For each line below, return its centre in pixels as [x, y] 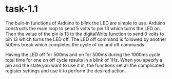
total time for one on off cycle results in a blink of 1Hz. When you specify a [84, 60]
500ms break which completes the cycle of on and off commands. [75, 44]
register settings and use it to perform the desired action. [66, 71]
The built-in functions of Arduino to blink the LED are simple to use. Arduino [85, 23]
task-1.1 [22, 9]
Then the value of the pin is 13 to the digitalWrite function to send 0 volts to [85, 34]
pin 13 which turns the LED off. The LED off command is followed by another [86, 39]
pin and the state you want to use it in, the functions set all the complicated [85, 65]
